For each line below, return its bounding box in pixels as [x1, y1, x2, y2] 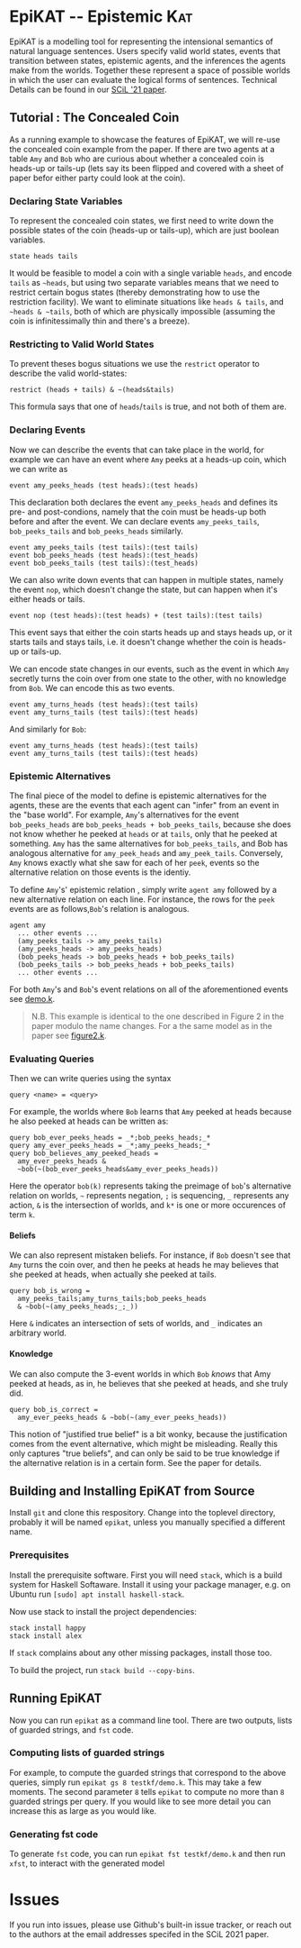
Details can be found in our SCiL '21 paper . [9, 84, 168, 95]
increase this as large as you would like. [9, 1805, 157, 1816]
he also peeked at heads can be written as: [9, 1115, 169, 1127]
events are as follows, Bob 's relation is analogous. [9, 903, 190, 914]
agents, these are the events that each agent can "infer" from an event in [9, 799, 279, 810]
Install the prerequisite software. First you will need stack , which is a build [9, 1570, 283, 1580]
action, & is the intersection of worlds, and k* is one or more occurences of [9, 1200, 286, 1211]
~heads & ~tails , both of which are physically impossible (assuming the [9, 306, 276, 317]
